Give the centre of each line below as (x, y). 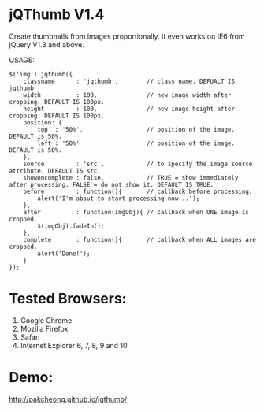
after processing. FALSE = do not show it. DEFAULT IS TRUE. (112, 184)
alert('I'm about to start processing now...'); (119, 199)
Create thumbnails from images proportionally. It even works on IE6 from (127, 36)
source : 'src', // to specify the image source (138, 164)
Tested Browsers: (68, 299)
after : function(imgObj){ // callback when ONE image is (136, 212)
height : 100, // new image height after (129, 109)
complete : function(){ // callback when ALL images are (140, 239)
